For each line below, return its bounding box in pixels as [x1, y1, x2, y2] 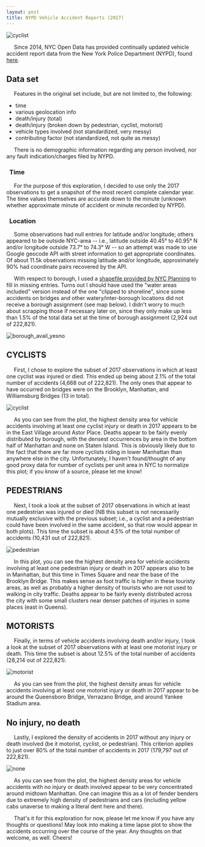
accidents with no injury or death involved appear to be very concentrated [6, 783, 193, 791]
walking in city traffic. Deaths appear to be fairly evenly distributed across [6, 590, 192, 598]
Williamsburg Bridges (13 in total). [6, 392, 91, 399]
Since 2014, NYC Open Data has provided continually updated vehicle [13, 43, 189, 51]
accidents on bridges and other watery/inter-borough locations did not [6, 294, 184, 301]
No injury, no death [6, 717, 81, 728]
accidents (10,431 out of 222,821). [6, 534, 92, 541]
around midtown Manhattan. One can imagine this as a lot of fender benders [6, 790, 198, 798]
